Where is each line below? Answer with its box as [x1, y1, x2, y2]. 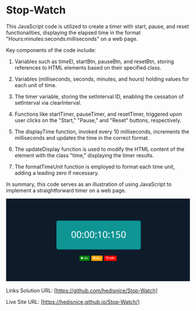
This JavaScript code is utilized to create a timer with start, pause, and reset [6, 23, 190, 30]
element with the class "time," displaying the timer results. [14, 151, 155, 158]
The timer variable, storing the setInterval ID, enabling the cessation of [14, 93, 184, 100]
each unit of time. [14, 81, 57, 88]
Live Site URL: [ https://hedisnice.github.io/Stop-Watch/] [6, 298, 140, 305]
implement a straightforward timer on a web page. [6, 186, 127, 193]
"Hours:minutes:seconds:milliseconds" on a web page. [6, 35, 138, 42]
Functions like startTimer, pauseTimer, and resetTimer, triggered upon [14, 110, 183, 118]
